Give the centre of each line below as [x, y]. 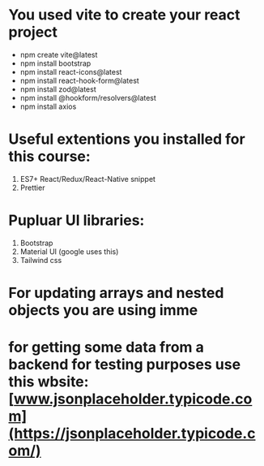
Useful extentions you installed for [127, 139]
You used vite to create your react [124, 15]
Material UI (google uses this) [69, 251]
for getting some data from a [106, 347]
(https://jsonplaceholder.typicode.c [132, 434]
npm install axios [48, 106]
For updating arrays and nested [116, 293]
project [33, 32]
